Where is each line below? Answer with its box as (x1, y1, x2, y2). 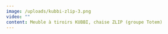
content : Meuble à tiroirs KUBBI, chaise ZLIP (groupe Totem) (6, 19, 163, 25)
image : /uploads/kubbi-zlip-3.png (6, 8, 92, 14)
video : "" (6, 14, 31, 20)
